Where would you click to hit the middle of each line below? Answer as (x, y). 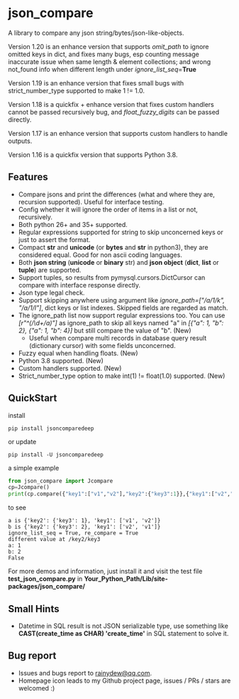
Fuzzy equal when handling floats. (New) (78, 353)
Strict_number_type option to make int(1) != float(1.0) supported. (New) (122, 376)
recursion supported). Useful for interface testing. (91, 201)
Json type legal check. (51, 293)
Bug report (32, 656)
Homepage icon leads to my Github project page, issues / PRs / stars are (124, 680)
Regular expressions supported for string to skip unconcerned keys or (121, 232)
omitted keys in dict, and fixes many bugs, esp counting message (104, 54)
